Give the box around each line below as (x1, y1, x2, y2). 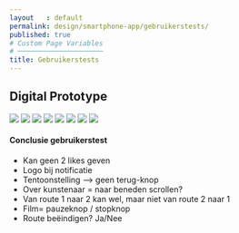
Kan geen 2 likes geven (22, 155, 111, 166)
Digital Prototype (9, 89, 107, 104)
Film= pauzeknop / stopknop (22, 203, 131, 214)
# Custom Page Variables (9, 38, 104, 48)
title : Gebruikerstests (9, 55, 100, 64)
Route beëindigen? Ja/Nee (22, 213, 123, 224)
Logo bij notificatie (22, 165, 93, 176)
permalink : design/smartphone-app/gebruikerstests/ (9, 22, 209, 31)
